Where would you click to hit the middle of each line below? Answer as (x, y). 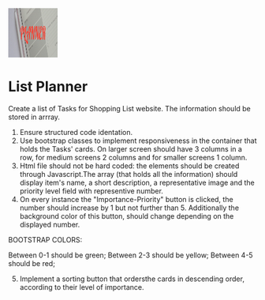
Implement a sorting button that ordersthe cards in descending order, (132, 279)
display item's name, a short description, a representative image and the (137, 182)
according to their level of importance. (82, 287)
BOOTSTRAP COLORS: (45, 239)
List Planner (48, 87)
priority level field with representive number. (91, 191)
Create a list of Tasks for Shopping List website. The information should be (129, 108)
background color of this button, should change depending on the (127, 216)
